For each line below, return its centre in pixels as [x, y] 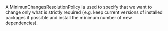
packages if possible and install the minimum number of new [69, 18]
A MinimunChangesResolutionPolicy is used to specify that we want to [79, 7]
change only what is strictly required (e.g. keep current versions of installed [84, 12]
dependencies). [22, 23]
